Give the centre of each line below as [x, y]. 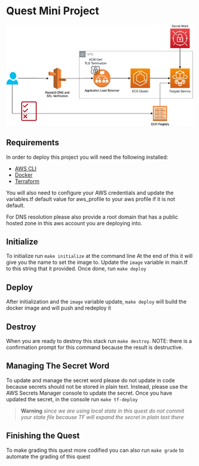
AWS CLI [25, 168]
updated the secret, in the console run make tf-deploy [72, 399]
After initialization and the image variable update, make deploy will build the [97, 302]
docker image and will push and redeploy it [59, 308]
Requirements [33, 143]
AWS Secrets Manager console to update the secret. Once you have [89, 393]
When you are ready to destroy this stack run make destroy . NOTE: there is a [99, 341]
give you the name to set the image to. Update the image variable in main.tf [97, 262]
